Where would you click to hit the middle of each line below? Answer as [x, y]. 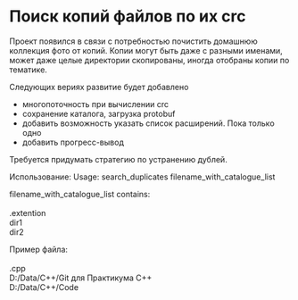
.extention [28, 212]
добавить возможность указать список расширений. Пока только [148, 123]
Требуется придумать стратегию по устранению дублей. [118, 159]
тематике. [28, 70]
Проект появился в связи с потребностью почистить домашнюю [133, 41]
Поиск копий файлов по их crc [128, 17]
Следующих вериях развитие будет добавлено [99, 87]
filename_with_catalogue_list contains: [80, 194]
